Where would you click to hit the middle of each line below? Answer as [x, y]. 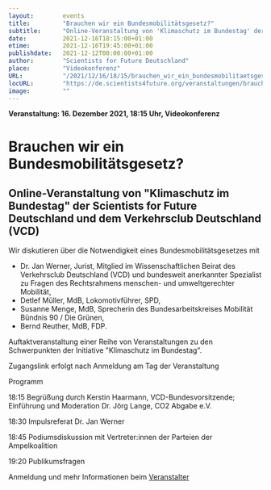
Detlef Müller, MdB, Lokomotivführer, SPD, [90, 300]
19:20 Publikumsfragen [47, 462]
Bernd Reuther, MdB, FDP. [63, 326]
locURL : [21, 83]
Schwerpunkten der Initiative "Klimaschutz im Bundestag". [105, 350]
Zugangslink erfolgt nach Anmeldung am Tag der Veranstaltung [114, 366]
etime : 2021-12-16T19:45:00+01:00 [81, 46]
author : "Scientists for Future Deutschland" [99, 61]
